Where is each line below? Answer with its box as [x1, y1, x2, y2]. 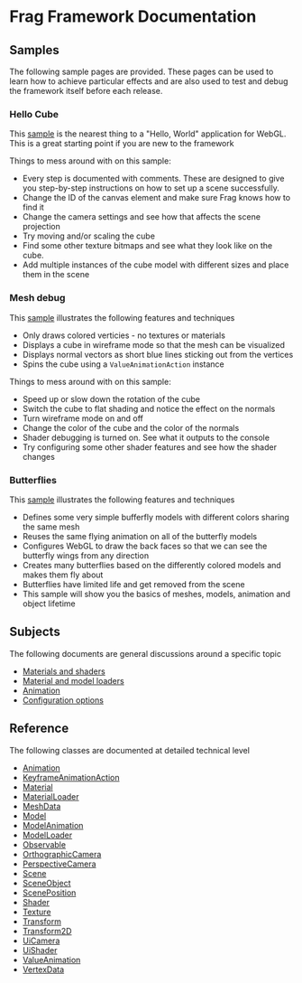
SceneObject [22, 877, 71, 888]
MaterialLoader [22, 791, 79, 801]
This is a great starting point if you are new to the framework [9, 138, 234, 149]
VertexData [22, 964, 65, 975]
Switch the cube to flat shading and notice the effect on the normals [22, 403, 276, 414]
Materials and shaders [22, 666, 105, 677]
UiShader [22, 944, 58, 955]
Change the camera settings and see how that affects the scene [22, 211, 261, 222]
